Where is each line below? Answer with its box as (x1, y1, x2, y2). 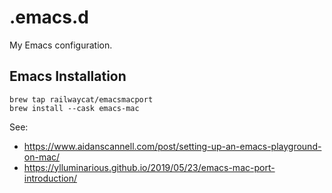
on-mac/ (23, 151, 61, 163)
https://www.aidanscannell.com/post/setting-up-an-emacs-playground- (23, 140, 322, 152)
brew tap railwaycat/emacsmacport (9, 94, 154, 105)
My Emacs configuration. (9, 39, 113, 51)
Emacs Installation (9, 68, 127, 85)
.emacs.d (9, 6, 89, 29)
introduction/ (23, 172, 78, 184)
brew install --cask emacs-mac (9, 103, 140, 113)
